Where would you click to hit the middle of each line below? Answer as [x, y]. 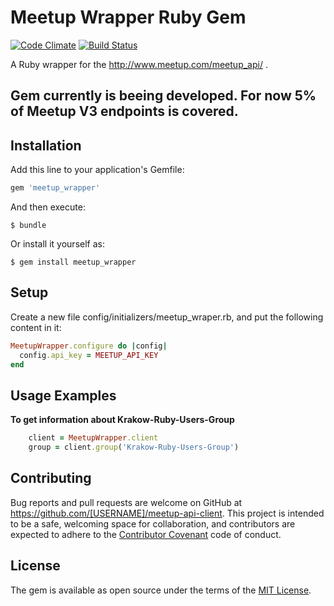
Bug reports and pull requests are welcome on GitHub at [126, 502]
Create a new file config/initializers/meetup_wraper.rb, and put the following [167, 317]
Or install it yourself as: [57, 244]
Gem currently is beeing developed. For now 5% [163, 96]
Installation [46, 145]
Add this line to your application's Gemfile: [97, 170]
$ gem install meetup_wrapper [73, 262]
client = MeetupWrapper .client [93, 438]
